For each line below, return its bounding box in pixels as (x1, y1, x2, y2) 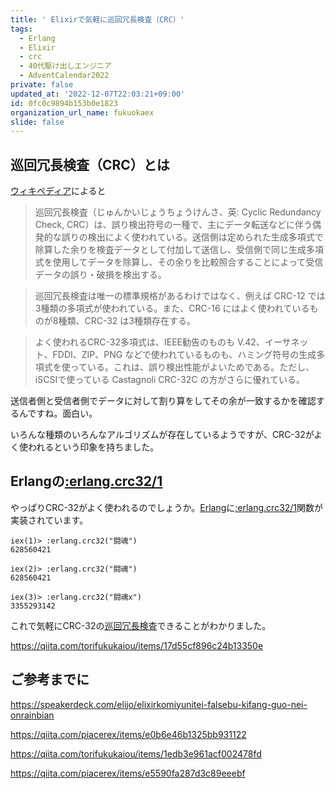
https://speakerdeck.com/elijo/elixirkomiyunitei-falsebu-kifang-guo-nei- (10, 698, 308, 710)
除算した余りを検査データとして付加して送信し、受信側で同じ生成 (34, 244, 307, 256)
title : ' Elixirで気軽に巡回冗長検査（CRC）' (10, 14, 185, 25)
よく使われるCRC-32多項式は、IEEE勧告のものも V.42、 (34, 336, 265, 348)
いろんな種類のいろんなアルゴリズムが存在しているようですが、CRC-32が (10, 429, 315, 441)
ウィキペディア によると (10, 185, 107, 197)
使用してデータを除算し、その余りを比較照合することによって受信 (52, 256, 324, 268)
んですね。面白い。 (18, 407, 98, 420)
